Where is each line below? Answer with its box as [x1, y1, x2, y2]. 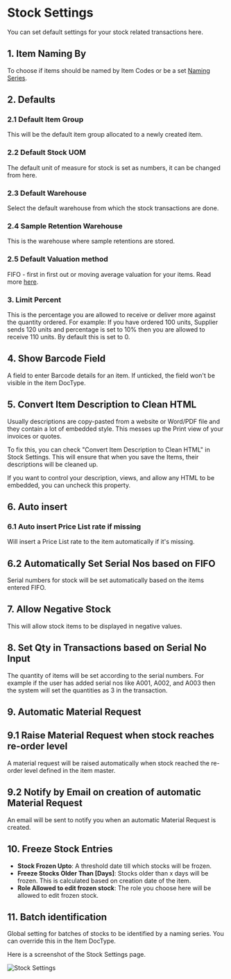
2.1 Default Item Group [7, 114, 84, 124]
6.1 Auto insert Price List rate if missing [7, 522, 142, 531]
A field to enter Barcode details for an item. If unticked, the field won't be [7, 371, 215, 380]
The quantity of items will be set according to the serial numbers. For [7, 671, 205, 679]
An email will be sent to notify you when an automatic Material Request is [7, 815, 216, 824]
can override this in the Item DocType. [7, 937, 117, 945]
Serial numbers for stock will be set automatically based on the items [7, 576, 205, 584]
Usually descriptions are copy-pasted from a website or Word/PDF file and [7, 417, 221, 425]
